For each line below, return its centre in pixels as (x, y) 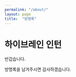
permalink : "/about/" (27, 10)
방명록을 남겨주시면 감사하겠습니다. (38, 70)
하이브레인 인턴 (33, 44)
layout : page (18, 14)
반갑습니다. (15, 59)
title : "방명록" (21, 19)
